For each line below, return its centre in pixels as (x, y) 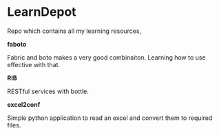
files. (14, 125)
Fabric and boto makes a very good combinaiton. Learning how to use (106, 57)
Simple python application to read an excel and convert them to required (110, 118)
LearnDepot (42, 12)
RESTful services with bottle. (48, 91)
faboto (17, 44)
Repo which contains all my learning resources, (74, 31)
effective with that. (34, 64)
